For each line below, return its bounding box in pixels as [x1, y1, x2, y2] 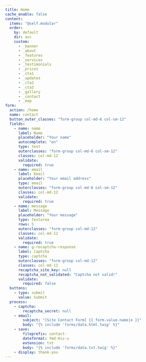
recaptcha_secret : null [23, 308, 71, 313]
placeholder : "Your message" [18, 213, 78, 218]
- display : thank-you [14, 350, 58, 355]
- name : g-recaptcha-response [14, 245, 76, 250]
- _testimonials [18, 62, 52, 67]
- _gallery [18, 89, 41, 94]
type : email [18, 181, 43, 186]
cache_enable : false [5, 12, 48, 17]
